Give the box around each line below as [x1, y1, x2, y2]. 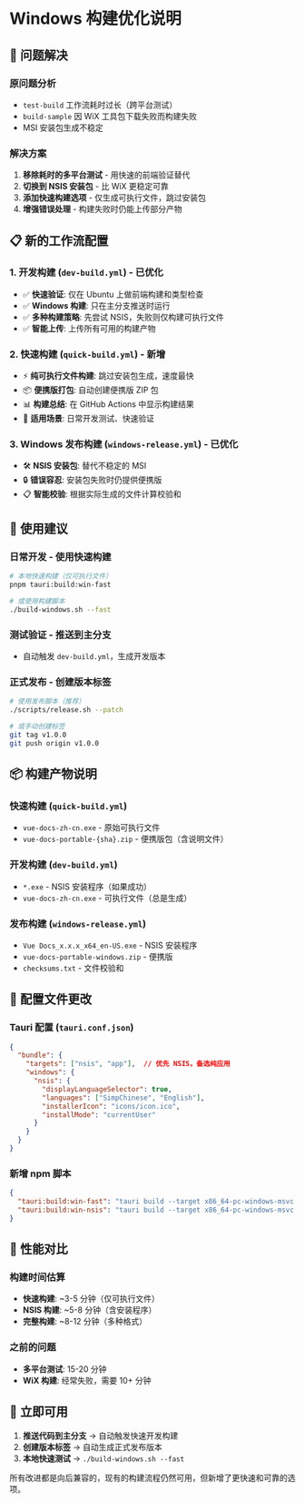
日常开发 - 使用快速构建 [9, 550, 112, 563]
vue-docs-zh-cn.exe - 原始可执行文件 [22, 822, 161, 833]
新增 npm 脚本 [9, 1167, 72, 1180]
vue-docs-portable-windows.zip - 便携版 [22, 950, 173, 961]
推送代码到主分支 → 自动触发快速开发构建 [22, 1430, 179, 1441]
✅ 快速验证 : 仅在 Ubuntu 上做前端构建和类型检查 [22, 289, 204, 300]
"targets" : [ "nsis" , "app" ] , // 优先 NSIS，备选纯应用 [25, 1060, 231, 1069]
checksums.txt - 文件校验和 [22, 962, 124, 973]
